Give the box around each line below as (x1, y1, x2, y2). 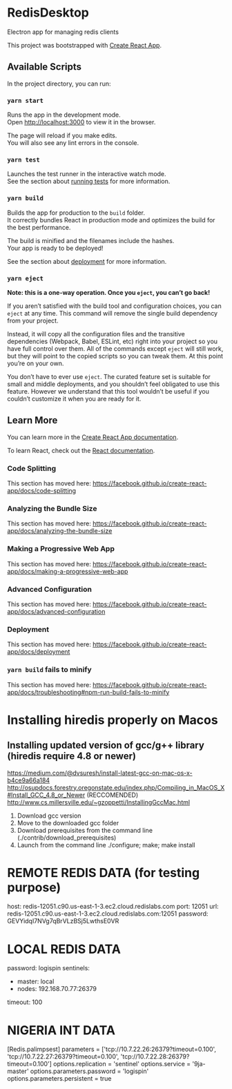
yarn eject (7, 274, 43, 282)
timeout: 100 (7, 998, 43, 1006)
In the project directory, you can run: (7, 79, 111, 88)
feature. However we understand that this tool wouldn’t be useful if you (7, 387, 209, 395)
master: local (17, 977, 55, 985)
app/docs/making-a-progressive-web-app (7, 567, 128, 575)
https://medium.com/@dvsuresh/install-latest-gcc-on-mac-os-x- (7, 769, 193, 777)
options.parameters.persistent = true (7, 1074, 112, 1083)
